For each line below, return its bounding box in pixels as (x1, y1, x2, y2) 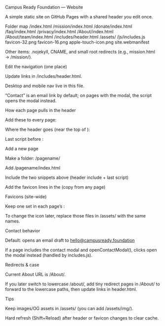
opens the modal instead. (5, 98, 57, 104)
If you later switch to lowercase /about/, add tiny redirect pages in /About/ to (5, 281, 160, 287)
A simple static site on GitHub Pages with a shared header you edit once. (5, 14, 153, 19)
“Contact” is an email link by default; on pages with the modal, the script (5, 93, 152, 98)
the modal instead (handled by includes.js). (5, 252, 93, 258)
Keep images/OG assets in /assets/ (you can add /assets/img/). (5, 306, 133, 311)
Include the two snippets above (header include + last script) (5, 174, 129, 180)
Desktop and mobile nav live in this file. (5, 83, 85, 89)
